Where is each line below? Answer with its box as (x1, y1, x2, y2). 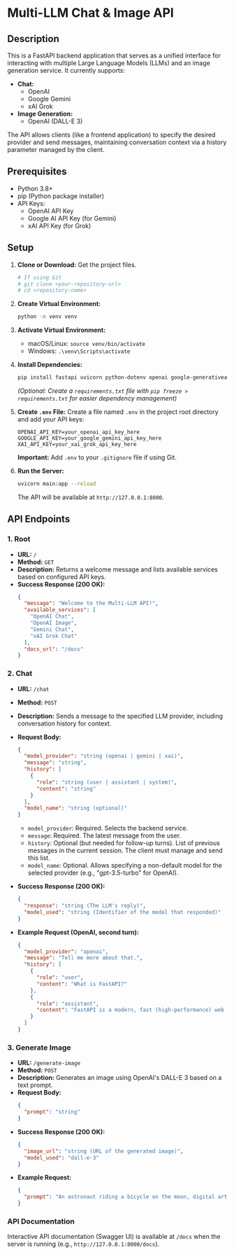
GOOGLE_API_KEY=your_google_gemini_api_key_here (17, 435, 162, 442)
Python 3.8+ (17, 184, 54, 193)
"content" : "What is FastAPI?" (36, 980, 128, 987)
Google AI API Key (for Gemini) (27, 214, 117, 222)
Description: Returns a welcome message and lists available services (17, 565, 218, 574)
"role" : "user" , (36, 974, 84, 981)
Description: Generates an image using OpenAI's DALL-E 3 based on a (17, 1074, 222, 1082)
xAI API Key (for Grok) (27, 221, 92, 230)
